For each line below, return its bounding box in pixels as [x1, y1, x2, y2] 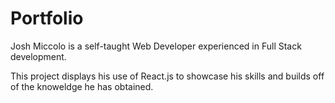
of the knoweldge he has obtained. [10, 80, 154, 92]
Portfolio [10, 7, 84, 30]
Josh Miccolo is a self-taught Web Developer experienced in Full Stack [10, 40, 302, 52]
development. [10, 50, 67, 62]
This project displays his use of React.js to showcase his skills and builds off [10, 70, 325, 82]
